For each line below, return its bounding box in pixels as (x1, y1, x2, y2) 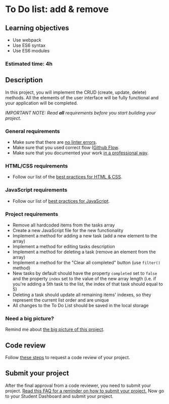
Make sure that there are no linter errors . (12, 139, 97, 145)
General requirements (5, 128, 61, 135)
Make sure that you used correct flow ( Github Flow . (12, 145, 120, 151)
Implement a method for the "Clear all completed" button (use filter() (12, 259, 160, 265)
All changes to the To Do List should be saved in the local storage (12, 302, 149, 308)
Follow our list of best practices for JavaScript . (12, 198, 110, 204)
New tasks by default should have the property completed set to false (12, 270, 157, 276)
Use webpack (12, 37, 41, 43)
